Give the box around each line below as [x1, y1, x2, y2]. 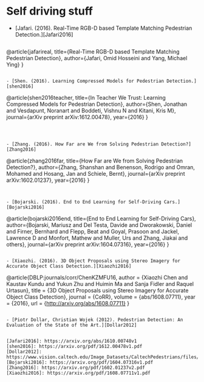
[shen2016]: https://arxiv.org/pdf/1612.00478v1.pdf [6, 343, 143, 349]
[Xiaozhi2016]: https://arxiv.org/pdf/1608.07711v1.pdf [6, 370, 151, 376]
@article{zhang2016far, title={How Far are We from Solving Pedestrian [6, 157, 183, 164]
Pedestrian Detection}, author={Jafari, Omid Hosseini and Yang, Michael [6, 54, 188, 61]
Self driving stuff [6, 4, 93, 18]
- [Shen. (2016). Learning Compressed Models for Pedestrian [6, 78, 165, 84]
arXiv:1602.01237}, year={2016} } [6, 176, 90, 184]
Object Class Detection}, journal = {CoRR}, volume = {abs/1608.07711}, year [6, 293, 196, 300]
